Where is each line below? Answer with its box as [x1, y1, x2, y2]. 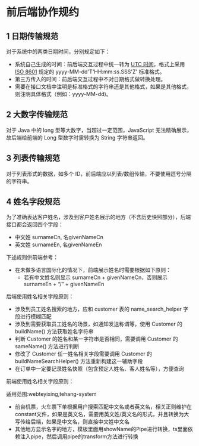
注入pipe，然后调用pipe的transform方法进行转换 [20, 433, 138, 440]
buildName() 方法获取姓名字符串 [14, 328, 94, 335]
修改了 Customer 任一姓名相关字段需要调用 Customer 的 [14, 350, 153, 358]
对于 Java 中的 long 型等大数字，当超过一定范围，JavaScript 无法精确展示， [6, 126, 192, 134]
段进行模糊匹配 [14, 313, 52, 320]
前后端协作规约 [6, 5, 80, 19]
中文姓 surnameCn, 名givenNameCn [14, 234, 104, 241]
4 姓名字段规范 [6, 197, 61, 207]
